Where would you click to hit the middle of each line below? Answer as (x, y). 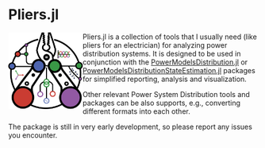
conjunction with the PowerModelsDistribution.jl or (165, 62)
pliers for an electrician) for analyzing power (155, 45)
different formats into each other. (136, 111)
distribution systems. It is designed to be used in (162, 53)
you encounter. (33, 135)
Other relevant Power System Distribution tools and (166, 94)
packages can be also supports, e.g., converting (161, 103)
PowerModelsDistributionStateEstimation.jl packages (169, 70)
